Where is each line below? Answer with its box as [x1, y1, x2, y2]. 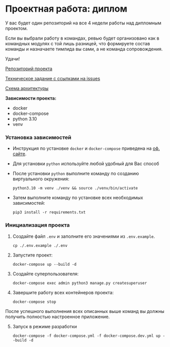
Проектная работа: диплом [5, 3, 128, 15]
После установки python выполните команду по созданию [12, 171, 140, 177]
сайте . [12, 151, 27, 157]
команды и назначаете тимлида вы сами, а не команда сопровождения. [5, 46, 163, 52]
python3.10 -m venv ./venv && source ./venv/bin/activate [12, 186, 138, 191]
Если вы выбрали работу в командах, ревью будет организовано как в [5, 35, 160, 41]
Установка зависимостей [5, 134, 72, 141]
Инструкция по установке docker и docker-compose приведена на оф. [12, 145, 160, 151]
